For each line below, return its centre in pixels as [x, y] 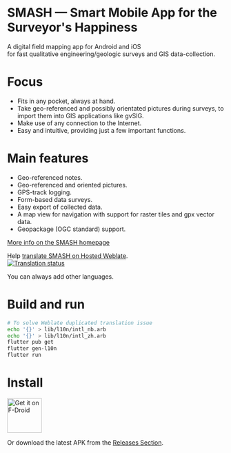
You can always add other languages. [60, 276]
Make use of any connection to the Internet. [79, 123]
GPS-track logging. [44, 192]
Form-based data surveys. [55, 199]
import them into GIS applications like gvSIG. [80, 115]
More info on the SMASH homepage [59, 242]
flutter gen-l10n [32, 349]
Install [25, 383]
